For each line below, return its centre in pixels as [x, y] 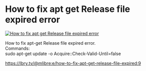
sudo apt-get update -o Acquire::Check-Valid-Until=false [63, 54]
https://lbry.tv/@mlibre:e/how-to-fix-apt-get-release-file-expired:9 [73, 63]
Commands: [18, 48]
